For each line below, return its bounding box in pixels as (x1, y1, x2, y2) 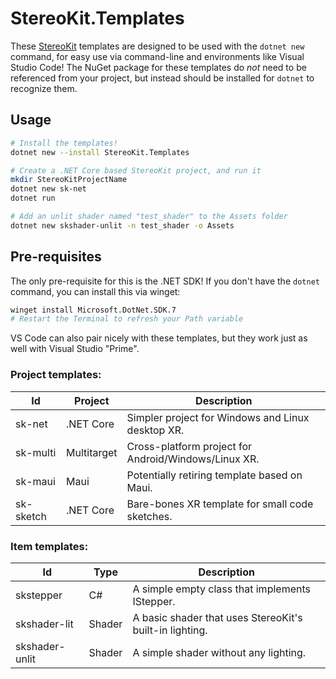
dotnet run (10, 193, 56, 204)
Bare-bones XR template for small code (126, 497, 314, 511)
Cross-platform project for (126, 439, 253, 453)
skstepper (15, 588, 63, 602)
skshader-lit (15, 617, 74, 631)
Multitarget (66, 445, 118, 459)
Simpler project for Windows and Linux (126, 410, 310, 424)
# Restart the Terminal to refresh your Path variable (10, 314, 244, 324)
